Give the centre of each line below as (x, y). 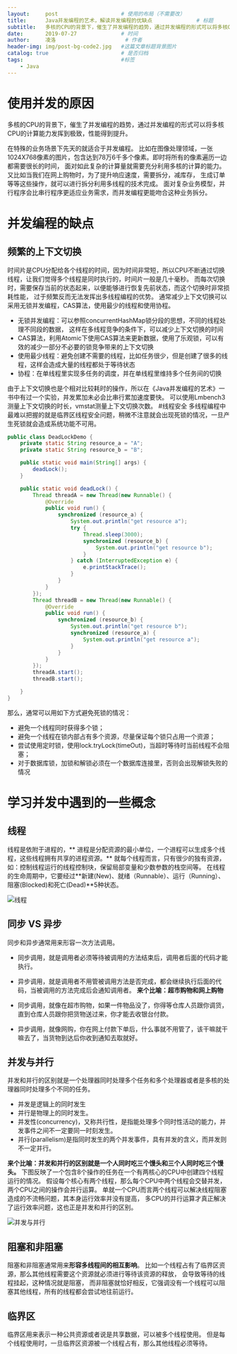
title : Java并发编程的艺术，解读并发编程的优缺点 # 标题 (110, 20)
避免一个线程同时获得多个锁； (61, 727)
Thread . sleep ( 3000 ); (113, 534)
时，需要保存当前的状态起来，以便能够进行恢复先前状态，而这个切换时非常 (115, 287)
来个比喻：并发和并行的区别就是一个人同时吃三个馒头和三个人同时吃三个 (112, 1163)
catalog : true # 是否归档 (78, 54)
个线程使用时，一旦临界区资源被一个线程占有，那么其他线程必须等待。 (109, 1343)
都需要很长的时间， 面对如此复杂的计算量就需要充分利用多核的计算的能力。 (116, 166)
